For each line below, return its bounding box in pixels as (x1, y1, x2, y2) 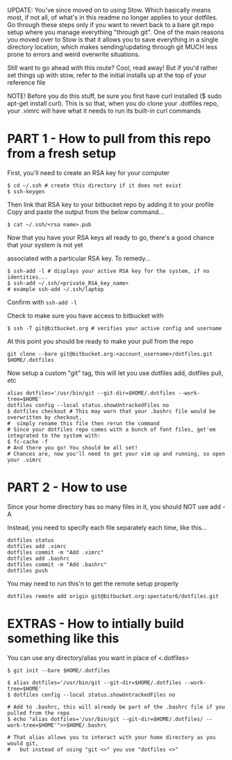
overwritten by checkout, (7, 413, 82, 421)
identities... (7, 274, 49, 281)
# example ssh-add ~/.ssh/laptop (7, 286, 104, 292)
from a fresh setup (7, 146, 117, 162)
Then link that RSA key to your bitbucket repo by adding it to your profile (7, 200, 214, 208)
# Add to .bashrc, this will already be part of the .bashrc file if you (7, 703, 226, 711)
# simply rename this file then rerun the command (7, 420, 160, 427)
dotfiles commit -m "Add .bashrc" (7, 561, 108, 568)
